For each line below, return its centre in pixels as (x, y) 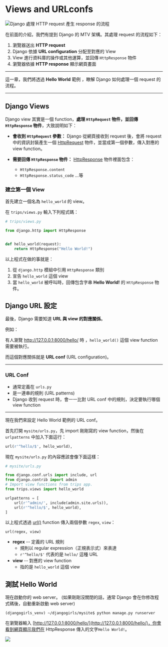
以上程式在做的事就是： (29, 259)
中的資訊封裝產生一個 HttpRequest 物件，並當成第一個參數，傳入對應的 (85, 142)
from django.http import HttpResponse (45, 230)
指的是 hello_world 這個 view (50, 567)
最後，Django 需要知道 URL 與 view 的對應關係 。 (55, 319)
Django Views (27, 106)
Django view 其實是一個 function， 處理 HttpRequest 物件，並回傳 (72, 119)
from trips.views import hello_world (44, 489)
